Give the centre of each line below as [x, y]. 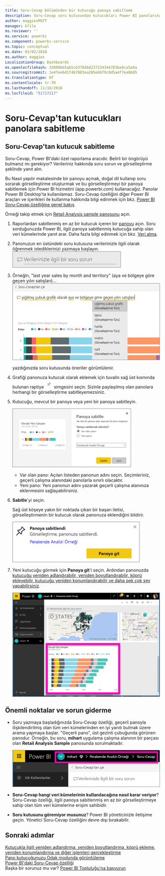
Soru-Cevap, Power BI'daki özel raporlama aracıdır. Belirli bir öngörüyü [77, 158]
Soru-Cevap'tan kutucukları [63, 118]
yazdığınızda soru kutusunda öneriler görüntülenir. [63, 368]
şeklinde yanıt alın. [24, 169]
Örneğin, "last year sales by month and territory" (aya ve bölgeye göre [83, 275]
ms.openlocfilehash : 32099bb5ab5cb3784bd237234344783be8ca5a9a [71, 67]
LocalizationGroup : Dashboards [37, 62]
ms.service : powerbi [26, 36]
